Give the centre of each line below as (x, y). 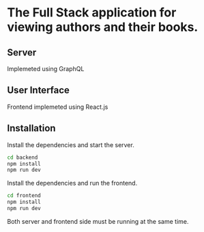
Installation (31, 128)
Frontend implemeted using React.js (58, 107)
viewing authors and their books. (103, 27)
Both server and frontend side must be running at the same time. (98, 221)
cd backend (23, 157)
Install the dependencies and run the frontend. (72, 183)
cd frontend (24, 196)
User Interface (39, 90)
